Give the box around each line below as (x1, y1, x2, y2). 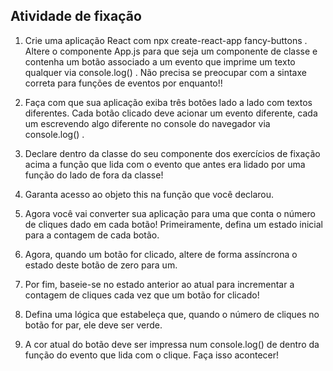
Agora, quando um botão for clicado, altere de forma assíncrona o (24, 248, 298, 260)
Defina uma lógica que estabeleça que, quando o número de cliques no (24, 308, 320, 320)
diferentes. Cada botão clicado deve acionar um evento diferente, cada (24, 107, 318, 119)
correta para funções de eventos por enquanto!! (24, 77, 223, 89)
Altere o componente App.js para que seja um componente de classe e (24, 45, 318, 57)
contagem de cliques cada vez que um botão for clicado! (24, 289, 260, 301)
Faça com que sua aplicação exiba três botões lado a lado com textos (24, 96, 313, 108)
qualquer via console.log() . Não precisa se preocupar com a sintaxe (24, 66, 307, 78)
